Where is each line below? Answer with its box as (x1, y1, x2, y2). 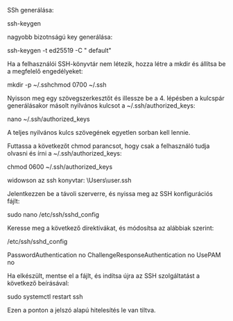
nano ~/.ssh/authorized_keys (7, 115, 90, 123)
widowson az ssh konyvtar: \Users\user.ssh (7, 176, 132, 184)
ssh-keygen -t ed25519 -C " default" (7, 47, 112, 54)
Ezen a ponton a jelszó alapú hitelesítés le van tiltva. (7, 306, 156, 314)
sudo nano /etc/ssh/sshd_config (7, 211, 99, 218)
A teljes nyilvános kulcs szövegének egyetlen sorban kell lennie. (7, 129, 191, 136)
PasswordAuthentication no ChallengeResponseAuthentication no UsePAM (7, 251, 221, 259)
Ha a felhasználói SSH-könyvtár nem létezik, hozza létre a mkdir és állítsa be (7, 60, 226, 68)
